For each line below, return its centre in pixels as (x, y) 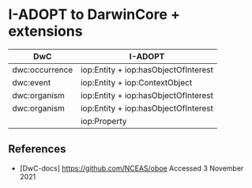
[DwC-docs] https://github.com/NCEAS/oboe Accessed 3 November (132, 168)
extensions (45, 31)
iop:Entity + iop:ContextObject (136, 82)
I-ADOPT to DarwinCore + (94, 15)
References (37, 149)
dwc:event (32, 82)
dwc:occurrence (43, 70)
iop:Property (103, 121)
